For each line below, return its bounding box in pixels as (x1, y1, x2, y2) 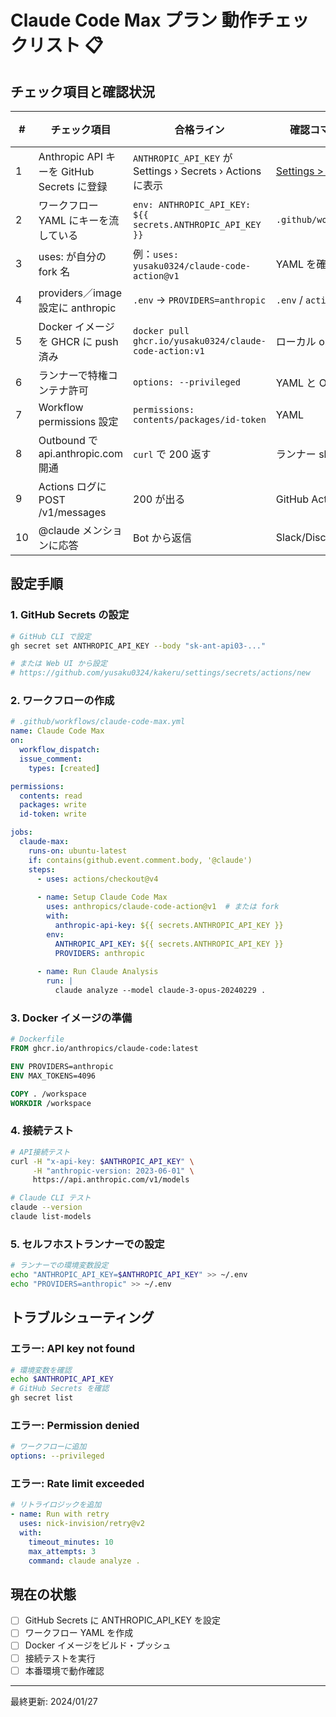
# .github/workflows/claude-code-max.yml (10, 717, 186, 727)
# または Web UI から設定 (10, 659, 108, 669)
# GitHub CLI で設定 (10, 631, 92, 641)
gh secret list (10, 1393, 74, 1403)
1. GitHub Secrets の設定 (10, 608, 130, 622)
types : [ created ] (28, 763, 101, 773)
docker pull (133, 326, 190, 336)
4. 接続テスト (10, 1124, 75, 1138)
